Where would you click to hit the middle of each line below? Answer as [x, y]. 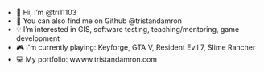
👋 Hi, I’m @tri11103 [46, 12]
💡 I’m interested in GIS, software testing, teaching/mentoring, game [128, 29]
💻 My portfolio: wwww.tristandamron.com [87, 59]
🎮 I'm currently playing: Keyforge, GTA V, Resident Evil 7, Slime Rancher [136, 47]
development [38, 38]
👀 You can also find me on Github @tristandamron [99, 21]
